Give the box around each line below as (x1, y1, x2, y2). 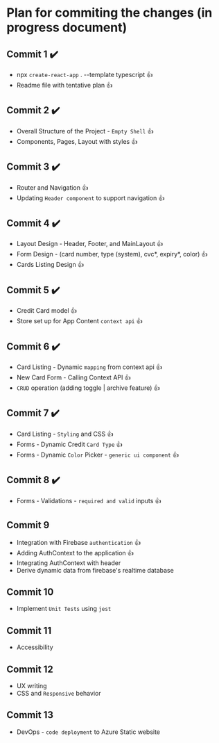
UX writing (16, 681, 47, 689)
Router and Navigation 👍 (16, 183, 89, 192)
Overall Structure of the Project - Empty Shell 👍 (16, 126, 154, 135)
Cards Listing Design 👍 (16, 261, 85, 269)
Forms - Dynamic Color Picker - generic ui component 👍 (16, 450, 179, 459)
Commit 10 (6, 586, 54, 598)
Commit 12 (6, 663, 53, 675)
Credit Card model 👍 (16, 307, 78, 315)
